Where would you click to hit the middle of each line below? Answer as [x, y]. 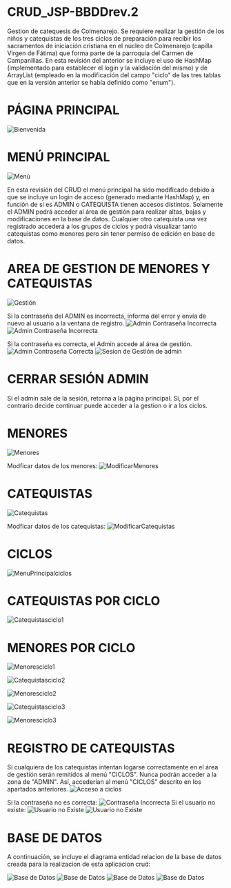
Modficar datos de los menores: [52, 465]
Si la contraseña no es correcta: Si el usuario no [111, 803]
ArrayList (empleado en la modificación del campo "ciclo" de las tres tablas [114, 75]
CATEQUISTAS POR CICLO [84, 601]
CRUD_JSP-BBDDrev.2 [73, 12]
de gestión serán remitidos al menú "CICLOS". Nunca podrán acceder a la [112, 775]
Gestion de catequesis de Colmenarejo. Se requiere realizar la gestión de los [116, 31]
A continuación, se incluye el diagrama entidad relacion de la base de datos [114, 857]
